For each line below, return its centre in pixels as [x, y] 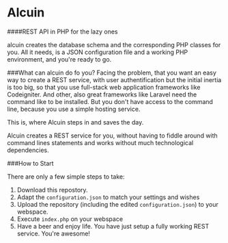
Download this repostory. [52, 190]
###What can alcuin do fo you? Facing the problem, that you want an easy [112, 73]
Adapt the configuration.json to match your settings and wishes [108, 197]
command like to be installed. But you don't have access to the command [110, 101]
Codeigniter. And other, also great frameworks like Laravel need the [102, 94]
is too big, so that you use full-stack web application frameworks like [104, 87]
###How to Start [30, 163]
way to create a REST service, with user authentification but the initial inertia [114, 79]
